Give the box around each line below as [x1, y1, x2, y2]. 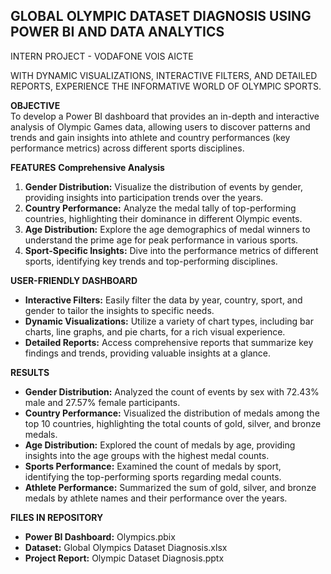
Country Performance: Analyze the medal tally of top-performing [24, 202, 297, 214]
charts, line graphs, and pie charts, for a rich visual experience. [24, 325, 286, 338]
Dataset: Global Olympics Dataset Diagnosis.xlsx [24, 541, 228, 553]
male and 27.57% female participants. [24, 396, 181, 408]
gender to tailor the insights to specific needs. [24, 304, 215, 316]
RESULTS [10, 366, 50, 378]
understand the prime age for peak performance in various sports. [24, 234, 299, 246]
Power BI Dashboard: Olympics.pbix [24, 530, 176, 543]
